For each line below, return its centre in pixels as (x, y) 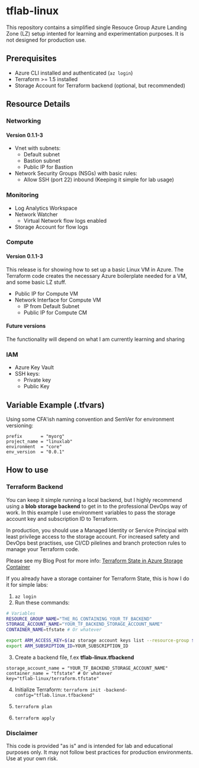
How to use (27, 470)
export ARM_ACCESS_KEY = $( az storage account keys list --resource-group (98, 641)
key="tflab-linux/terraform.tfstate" (53, 679)
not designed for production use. (46, 40)
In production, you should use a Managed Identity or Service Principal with (97, 530)
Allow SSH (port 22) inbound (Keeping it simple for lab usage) (99, 180)
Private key (37, 380)
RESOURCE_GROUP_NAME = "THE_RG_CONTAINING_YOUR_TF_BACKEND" (79, 619)
